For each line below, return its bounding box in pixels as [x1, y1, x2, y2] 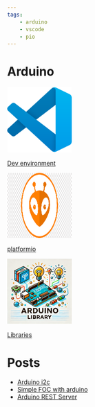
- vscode [19, 26, 45, 33]
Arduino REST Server [17, 392, 78, 401]
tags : [7, 11, 23, 18]
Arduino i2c [17, 378, 50, 386]
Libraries [7, 331, 32, 339]
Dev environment [7, 159, 56, 168]
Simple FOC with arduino [17, 386, 88, 394]
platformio [7, 245, 36, 253]
